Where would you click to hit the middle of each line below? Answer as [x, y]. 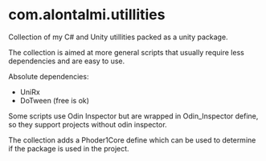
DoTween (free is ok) [55, 100]
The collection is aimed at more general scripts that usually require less [127, 52]
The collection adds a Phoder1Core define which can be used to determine [132, 140]
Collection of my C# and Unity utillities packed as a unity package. [118, 37]
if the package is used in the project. [69, 148]
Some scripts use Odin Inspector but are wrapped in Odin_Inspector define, [133, 116]
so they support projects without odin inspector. [88, 124]
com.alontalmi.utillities [87, 15]
